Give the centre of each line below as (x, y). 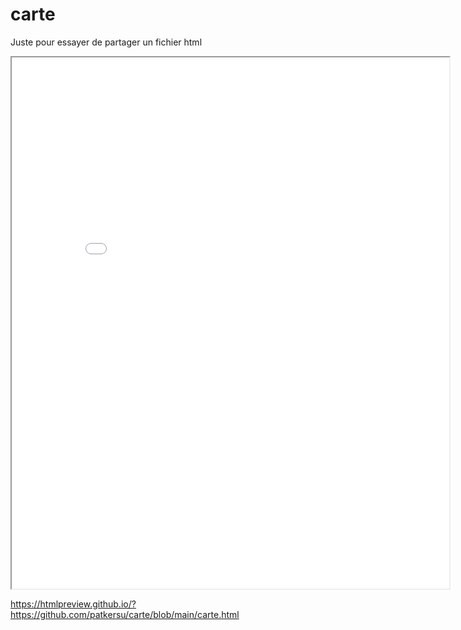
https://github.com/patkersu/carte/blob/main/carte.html (125, 614)
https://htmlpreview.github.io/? (73, 604)
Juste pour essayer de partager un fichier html (106, 42)
